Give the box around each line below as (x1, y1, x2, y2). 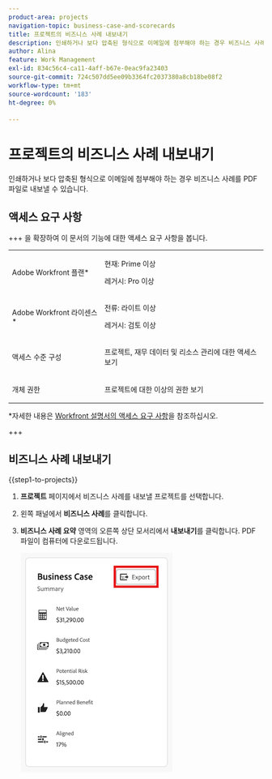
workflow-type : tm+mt (8, 81, 82, 89)
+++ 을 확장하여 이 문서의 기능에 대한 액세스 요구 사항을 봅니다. (8, 233, 208, 242)
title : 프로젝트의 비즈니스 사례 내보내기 (8, 30, 128, 38)
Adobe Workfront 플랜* (11, 268, 89, 277)
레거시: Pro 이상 (104, 276, 155, 285)
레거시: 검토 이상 (104, 320, 156, 330)
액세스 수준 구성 (11, 353, 62, 362)
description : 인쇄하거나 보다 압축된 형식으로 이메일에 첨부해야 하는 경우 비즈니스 (8, 39, 251, 47)
